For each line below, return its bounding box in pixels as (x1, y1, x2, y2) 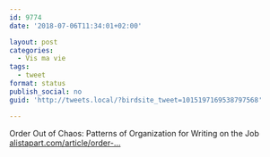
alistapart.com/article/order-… (9, 137, 121, 148)
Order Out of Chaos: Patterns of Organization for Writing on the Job (9, 128, 260, 138)
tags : (9, 62, 30, 71)
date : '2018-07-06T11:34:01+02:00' (9, 21, 143, 30)
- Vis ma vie (17, 54, 66, 63)
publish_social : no (9, 87, 83, 96)
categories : (9, 45, 54, 54)
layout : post (9, 37, 58, 46)
